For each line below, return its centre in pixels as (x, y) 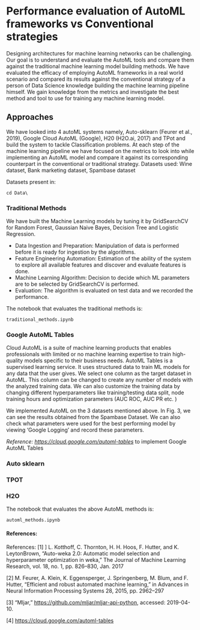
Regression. (21, 234)
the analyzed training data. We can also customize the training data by (93, 386)
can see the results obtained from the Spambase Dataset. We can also (93, 417)
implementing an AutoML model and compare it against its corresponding (97, 157)
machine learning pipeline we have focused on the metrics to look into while (100, 151)
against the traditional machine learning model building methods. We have (98, 66)
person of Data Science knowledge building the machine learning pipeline (98, 85)
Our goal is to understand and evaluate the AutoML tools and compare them (100, 60)
